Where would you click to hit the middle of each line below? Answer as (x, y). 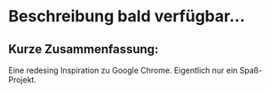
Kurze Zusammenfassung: (84, 49)
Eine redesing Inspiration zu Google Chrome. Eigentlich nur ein (123, 70)
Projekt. (23, 80)
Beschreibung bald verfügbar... (127, 16)
